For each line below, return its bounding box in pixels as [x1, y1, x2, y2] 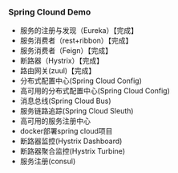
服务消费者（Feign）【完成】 [19, 46, 112, 56]
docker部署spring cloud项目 [19, 126, 113, 136]
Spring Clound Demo [8, 6, 91, 18]
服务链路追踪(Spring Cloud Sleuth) [19, 106, 134, 116]
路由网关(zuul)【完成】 [19, 66, 96, 76]
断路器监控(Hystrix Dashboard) [19, 136, 123, 146]
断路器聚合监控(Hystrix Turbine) [19, 146, 126, 156]
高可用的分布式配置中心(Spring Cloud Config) [19, 86, 171, 96]
